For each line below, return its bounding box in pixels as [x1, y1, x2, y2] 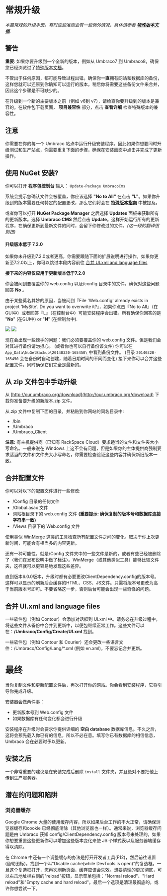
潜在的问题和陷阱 [5, 791, 58, 799]
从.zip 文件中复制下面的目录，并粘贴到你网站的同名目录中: [5, 408, 124, 414]
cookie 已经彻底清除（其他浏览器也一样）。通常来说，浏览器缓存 [26, 825, 158, 831]
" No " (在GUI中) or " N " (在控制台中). [5, 316, 78, 322]
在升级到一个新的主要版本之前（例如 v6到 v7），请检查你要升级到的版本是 [5, 98, 155, 104]
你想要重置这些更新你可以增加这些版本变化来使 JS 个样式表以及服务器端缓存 [5, 838, 161, 844]
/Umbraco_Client [12, 429, 47, 435]
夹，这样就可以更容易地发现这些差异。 [5, 563, 83, 569]
